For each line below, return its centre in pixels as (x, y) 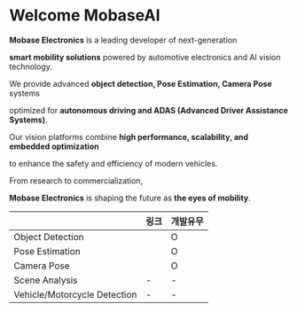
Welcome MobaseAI (85, 16)
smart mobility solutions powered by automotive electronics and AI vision (145, 57)
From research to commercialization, (76, 180)
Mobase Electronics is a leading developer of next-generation (123, 40)
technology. (31, 66)
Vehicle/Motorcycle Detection (75, 294)
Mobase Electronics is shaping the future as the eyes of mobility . (130, 198)
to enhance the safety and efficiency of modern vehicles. (113, 163)
